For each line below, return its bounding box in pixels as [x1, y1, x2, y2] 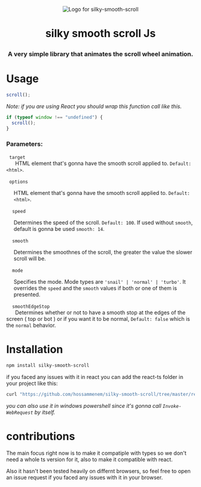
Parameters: [6, 140, 43, 148]
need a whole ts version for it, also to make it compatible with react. [6, 456, 173, 463]
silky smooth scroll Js [45, 27, 156, 40]
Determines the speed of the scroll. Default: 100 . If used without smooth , [14, 219, 193, 226]
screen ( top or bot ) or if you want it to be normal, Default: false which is [6, 315, 190, 322]
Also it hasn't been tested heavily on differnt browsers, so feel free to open [6, 467, 191, 474]
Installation [6, 342, 63, 356]
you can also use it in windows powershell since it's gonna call [6, 402, 162, 409]
